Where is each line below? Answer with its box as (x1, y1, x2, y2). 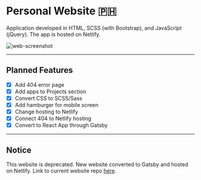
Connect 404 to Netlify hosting (14, 115, 92, 122)
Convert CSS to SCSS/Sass (14, 94, 83, 102)
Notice (6, 145, 32, 155)
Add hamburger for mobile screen (14, 101, 99, 108)
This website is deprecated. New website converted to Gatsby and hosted (6, 161, 188, 168)
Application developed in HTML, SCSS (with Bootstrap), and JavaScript (6, 24, 182, 31)
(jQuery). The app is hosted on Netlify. (6, 30, 100, 38)
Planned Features (6, 65, 74, 75)
